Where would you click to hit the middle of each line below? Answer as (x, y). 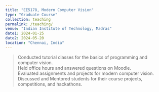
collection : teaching (28, 19)
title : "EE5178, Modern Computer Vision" (50, 10)
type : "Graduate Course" (31, 15)
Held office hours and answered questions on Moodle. (74, 68)
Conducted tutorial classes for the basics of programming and (83, 57)
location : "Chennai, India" (35, 43)
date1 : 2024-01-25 (25, 33)
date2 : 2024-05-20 (25, 38)
